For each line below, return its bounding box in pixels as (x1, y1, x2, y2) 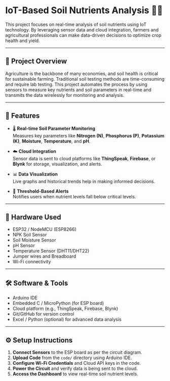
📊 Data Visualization (12, 171, 58, 177)
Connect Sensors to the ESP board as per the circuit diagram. (12, 350, 143, 355)
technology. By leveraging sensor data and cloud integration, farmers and (5, 26, 159, 32)
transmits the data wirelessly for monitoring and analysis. (5, 92, 124, 98)
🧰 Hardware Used (5, 213, 62, 221)
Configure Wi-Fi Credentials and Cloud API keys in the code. (12, 360, 141, 366)
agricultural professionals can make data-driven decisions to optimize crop (5, 32, 162, 38)
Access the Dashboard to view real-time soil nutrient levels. (12, 371, 138, 377)
